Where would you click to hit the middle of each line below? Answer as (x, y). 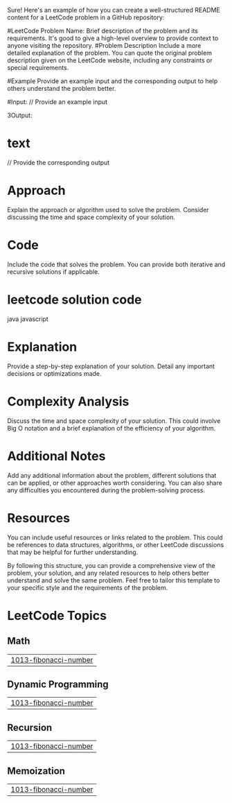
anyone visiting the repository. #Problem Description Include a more (104, 45)
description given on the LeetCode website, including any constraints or (110, 60)
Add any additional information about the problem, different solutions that (112, 475)
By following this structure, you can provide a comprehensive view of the (111, 565)
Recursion (30, 727)
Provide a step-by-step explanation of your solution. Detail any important (111, 366)
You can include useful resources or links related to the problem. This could (115, 537)
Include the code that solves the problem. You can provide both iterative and (116, 264)
